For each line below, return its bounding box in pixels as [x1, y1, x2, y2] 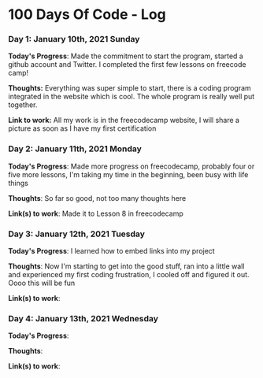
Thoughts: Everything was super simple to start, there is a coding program [8, 83, 252, 93]
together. [8, 100, 38, 109]
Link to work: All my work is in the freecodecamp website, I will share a [8, 116, 240, 125]
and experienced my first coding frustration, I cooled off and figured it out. [8, 270, 250, 280]
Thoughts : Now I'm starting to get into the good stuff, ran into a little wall [8, 261, 245, 271]
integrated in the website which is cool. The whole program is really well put [8, 92, 255, 102]
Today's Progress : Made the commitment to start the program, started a [8, 51, 244, 61]
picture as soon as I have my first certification [8, 124, 157, 133]
